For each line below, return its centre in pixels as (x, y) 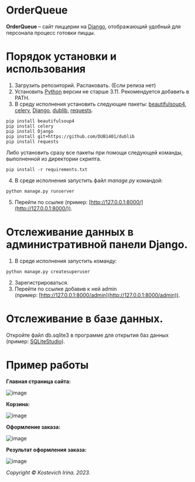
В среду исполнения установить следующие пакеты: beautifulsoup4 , (100, 104)
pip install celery (30, 126)
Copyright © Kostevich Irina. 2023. (48, 472)
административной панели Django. (97, 245)
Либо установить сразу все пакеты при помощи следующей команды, (95, 152)
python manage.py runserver (40, 191)
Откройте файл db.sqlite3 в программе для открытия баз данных (87, 335)
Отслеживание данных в (70, 232)
